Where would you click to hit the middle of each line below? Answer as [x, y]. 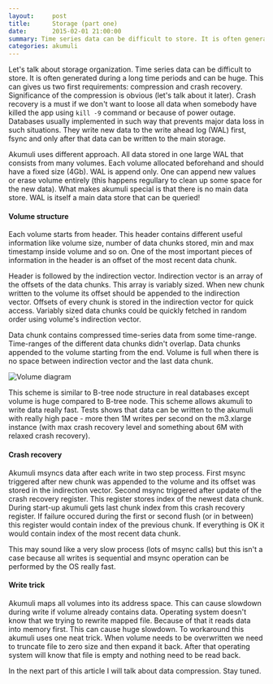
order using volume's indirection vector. [75, 319]
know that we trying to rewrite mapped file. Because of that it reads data [130, 620]
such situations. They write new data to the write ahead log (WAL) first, [127, 130]
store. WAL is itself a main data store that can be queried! [104, 198]
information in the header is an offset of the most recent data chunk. [123, 261]
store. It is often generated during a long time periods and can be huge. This [136, 78]
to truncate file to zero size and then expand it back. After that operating [129, 646]
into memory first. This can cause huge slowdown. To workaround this [126, 629]
